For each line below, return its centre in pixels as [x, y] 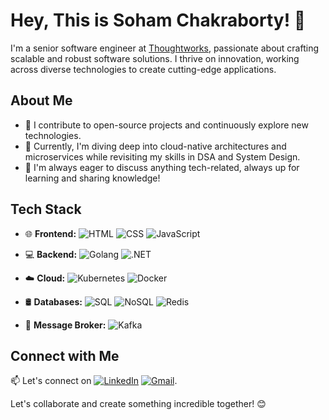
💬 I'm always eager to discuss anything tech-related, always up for [162, 167]
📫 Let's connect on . [94, 381]
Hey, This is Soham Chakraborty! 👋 [158, 20]
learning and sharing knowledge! [92, 178]
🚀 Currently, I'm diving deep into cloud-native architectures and [155, 146]
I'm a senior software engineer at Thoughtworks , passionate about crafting [164, 48]
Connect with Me [65, 355]
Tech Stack [46, 209]
